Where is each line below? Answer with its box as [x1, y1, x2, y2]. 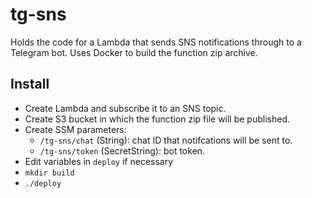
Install [10, 76, 50, 93]
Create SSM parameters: [24, 123, 127, 135]
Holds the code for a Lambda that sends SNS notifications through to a [10, 36, 302, 48]
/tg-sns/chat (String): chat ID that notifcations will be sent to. [39, 134, 293, 146]
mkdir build [24, 168, 75, 178]
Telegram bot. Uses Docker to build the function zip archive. [10, 46, 258, 58]
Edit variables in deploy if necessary [24, 155, 174, 167]
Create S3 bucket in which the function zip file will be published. [24, 113, 291, 125]
